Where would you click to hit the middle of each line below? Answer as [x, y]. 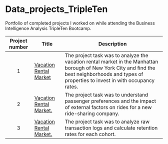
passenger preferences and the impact [110, 101]
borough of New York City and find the [110, 67]
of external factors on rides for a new [108, 107]
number [19, 47]
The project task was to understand [106, 94]
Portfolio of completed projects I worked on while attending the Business [80, 23]
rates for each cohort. [90, 134]
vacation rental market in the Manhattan [111, 61]
